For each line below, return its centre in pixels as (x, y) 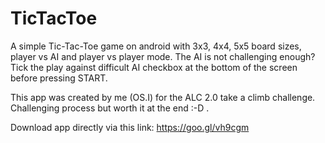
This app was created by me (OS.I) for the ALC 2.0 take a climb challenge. (163, 97)
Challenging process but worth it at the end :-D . (110, 108)
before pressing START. (59, 78)
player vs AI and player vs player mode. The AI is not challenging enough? (163, 56)
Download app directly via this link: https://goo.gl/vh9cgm (130, 127)
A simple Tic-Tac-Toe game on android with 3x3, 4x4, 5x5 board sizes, (156, 46)
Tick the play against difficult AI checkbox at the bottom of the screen (154, 67)
